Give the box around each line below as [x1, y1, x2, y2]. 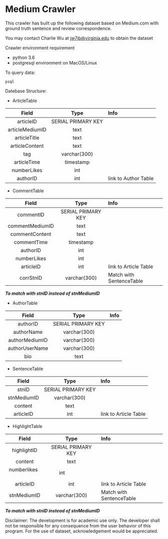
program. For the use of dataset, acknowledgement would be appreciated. [5, 528, 158, 534]
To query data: [5, 69, 35, 76]
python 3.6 [12, 54, 35, 61]
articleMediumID [7, 126, 46, 133]
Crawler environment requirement [5, 45, 75, 51]
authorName [13, 328, 43, 335]
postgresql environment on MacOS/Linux [12, 60, 97, 66]
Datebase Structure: [5, 88, 46, 94]
